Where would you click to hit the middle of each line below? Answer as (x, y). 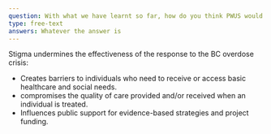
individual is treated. (54, 104)
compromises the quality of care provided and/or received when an (133, 96)
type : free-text (36, 24)
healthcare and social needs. (69, 87)
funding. (34, 122)
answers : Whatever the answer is (65, 31)
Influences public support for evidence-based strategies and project (134, 113)
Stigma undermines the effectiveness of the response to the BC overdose (131, 54)
